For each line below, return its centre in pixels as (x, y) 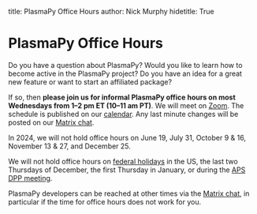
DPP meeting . (30, 178)
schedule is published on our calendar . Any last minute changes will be (123, 114)
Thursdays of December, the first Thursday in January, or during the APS (127, 170)
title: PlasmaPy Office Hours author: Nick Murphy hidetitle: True (111, 11)
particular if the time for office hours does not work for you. (105, 201)
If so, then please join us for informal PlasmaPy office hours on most (122, 97)
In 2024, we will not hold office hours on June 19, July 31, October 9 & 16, (127, 137)
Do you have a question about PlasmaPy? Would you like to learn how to (125, 65)
